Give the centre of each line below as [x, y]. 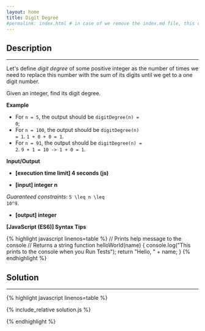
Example [18, 105]
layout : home [23, 12]
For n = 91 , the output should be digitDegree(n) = [78, 143]
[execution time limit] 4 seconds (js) [62, 173]
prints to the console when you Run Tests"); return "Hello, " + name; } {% [99, 252]
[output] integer [36, 215]
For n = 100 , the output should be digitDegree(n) [77, 130]
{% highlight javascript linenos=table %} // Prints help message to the [94, 239]
